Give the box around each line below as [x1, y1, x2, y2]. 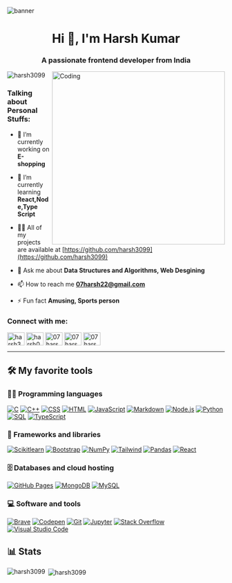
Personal [7, 106, 38, 116]
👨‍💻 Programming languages [7, 389, 103, 399]
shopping [17, 159, 46, 168]
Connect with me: [7, 316, 68, 325]
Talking [7, 89, 33, 98]
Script [17, 210, 36, 218]
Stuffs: [7, 114, 31, 124]
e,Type [17, 202, 38, 210]
